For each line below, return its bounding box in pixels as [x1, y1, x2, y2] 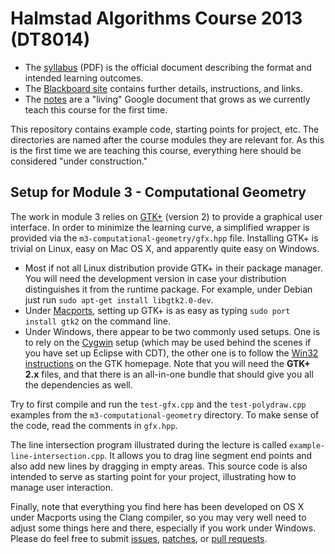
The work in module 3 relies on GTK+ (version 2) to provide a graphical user [10, 210, 323, 222]
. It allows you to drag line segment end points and [104, 449, 313, 461]
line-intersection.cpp [10, 451, 105, 461]
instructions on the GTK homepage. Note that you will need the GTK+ [24, 357, 311, 369]
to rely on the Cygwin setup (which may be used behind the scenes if [24, 336, 312, 348]
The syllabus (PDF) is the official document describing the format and [24, 61, 312, 73]
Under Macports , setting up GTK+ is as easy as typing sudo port [24, 304, 291, 316]
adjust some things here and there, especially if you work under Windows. [10, 522, 317, 534]
